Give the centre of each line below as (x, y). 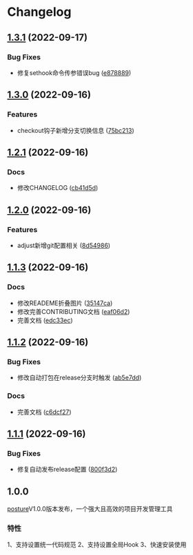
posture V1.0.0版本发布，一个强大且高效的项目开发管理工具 (90, 509)
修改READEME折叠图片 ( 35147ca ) (65, 303)
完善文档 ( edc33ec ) (45, 320)
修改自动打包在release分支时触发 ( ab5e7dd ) (79, 378)
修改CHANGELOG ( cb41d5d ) (58, 188)
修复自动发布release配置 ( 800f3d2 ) (67, 470)
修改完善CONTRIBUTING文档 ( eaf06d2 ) (73, 311)
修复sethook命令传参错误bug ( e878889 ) (74, 72)
